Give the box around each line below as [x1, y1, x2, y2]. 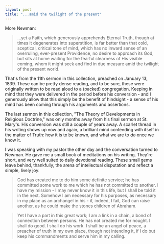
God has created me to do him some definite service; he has [17, 177, 140, 183]
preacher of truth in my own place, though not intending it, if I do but [17, 228, 156, 234]
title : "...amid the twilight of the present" [5, 12, 102, 17]
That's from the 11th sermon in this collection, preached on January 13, [5, 75, 148, 81]
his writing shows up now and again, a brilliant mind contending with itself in [5, 126, 159, 132]
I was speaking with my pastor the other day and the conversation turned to [5, 146, 158, 152]
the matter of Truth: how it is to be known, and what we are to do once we [5, 132, 154, 138]
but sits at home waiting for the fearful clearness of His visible [17, 55, 143, 61]
